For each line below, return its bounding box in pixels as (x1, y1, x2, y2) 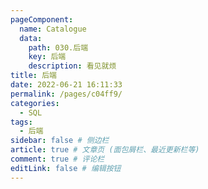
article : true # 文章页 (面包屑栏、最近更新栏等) (10, 145, 200, 155)
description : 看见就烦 (28, 61, 117, 71)
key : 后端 (28, 52, 67, 62)
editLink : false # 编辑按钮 (10, 163, 122, 173)
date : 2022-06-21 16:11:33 (10, 80, 123, 90)
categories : (10, 98, 60, 108)
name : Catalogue (19, 24, 87, 34)
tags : (10, 117, 33, 127)
